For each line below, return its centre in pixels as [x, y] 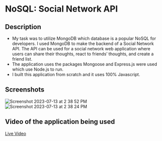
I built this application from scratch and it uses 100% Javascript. [76, 74]
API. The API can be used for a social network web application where [81, 49]
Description [23, 27]
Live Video [16, 133]
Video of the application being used [60, 122]
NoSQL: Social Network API [61, 9]
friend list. [22, 59]
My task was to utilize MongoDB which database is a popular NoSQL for [84, 38]
